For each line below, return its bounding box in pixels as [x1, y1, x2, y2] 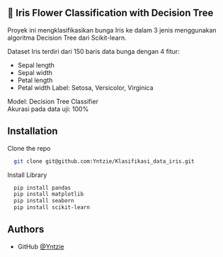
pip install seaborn [13, 198, 74, 205]
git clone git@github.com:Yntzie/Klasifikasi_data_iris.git [13, 157, 195, 165]
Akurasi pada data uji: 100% [7, 104, 89, 113]
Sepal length [17, 61, 55, 69]
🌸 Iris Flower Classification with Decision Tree [7, 7, 214, 19]
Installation [7, 125, 58, 137]
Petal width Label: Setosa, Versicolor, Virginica [17, 83, 154, 92]
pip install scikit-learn [13, 204, 91, 211]
